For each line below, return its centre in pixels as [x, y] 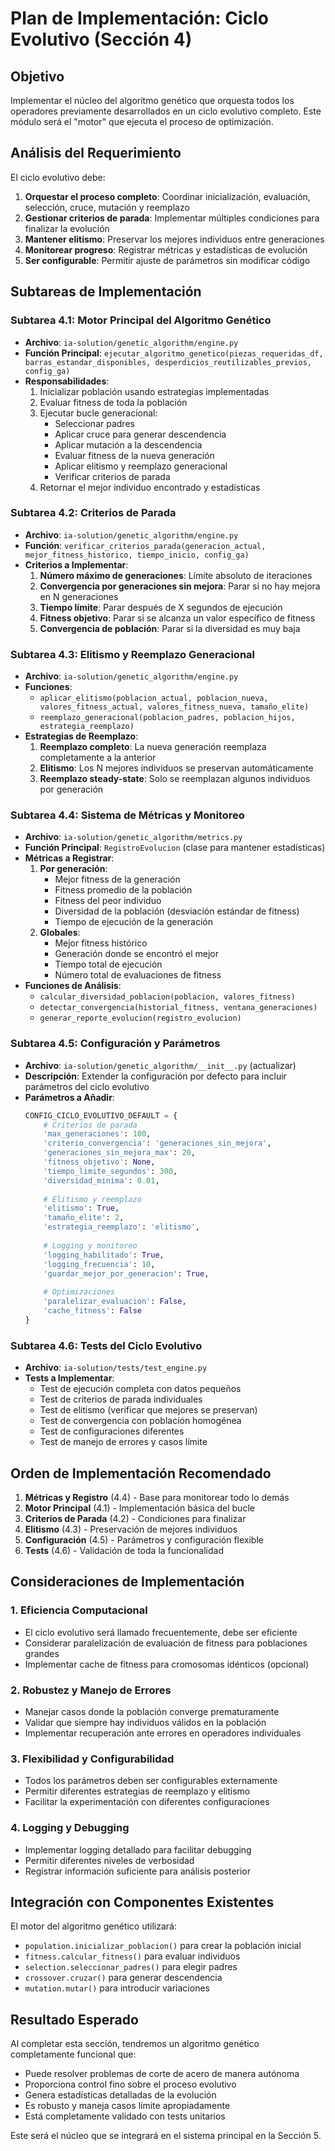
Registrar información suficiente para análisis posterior [138, 1871]
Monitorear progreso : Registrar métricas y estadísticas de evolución [166, 249]
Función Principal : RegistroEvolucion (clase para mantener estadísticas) [175, 848]
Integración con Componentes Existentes [142, 1902]
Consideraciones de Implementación [127, 1582]
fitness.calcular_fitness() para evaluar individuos [132, 1956]
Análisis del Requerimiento [96, 153]
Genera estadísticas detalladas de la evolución [120, 2095]
